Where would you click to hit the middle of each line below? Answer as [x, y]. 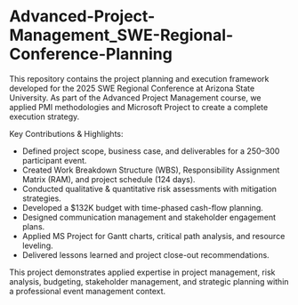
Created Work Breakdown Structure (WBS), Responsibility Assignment [151, 170]
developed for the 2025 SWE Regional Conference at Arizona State [132, 88]
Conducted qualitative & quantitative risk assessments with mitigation [149, 189]
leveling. [37, 245]
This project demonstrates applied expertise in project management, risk [142, 272]
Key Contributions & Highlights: [66, 133]
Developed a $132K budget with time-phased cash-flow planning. [143, 207]
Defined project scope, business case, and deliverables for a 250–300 [151, 151]
